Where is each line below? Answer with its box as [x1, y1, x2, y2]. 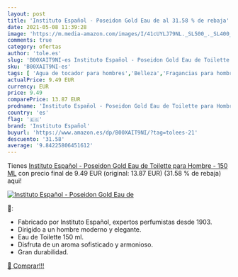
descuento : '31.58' [7, 135, 65, 142]
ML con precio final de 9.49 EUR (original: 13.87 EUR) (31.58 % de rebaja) [7, 169, 222, 178]
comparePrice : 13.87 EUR [7, 96, 81, 103]
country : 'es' [7, 109, 50, 116]
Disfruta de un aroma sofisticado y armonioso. [17, 240, 154, 249]
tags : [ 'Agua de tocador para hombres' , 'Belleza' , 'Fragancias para [7, 69, 214, 77]
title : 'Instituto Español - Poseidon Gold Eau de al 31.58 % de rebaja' [7, 17, 230, 24]
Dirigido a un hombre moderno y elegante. [17, 225, 142, 234]
